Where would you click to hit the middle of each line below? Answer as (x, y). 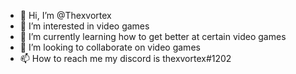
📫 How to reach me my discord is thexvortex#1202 (125, 58)
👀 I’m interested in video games (84, 26)
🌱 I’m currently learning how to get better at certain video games (153, 36)
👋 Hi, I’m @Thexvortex (65, 15)
